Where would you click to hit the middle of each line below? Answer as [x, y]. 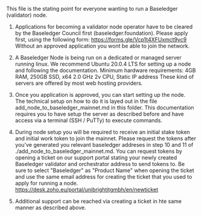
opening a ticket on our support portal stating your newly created [96, 158]
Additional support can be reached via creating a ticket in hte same [98, 201]
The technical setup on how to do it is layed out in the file [86, 101]
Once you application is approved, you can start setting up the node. [100, 95]
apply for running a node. [46, 183]
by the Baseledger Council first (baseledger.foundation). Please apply [101, 33]
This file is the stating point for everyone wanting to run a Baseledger [92, 9]
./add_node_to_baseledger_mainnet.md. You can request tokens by [99, 151]
